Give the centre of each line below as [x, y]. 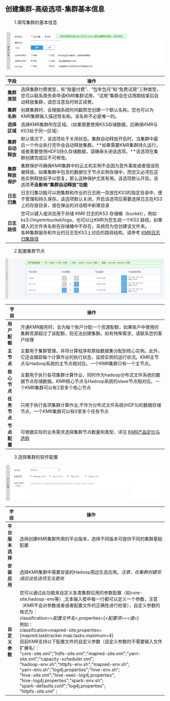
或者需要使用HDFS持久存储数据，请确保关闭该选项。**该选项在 [88, 151]
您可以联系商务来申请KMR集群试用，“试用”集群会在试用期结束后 [88, 96]
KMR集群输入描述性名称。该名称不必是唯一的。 [70, 116]
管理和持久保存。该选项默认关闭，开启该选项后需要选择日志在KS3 [94, 199]
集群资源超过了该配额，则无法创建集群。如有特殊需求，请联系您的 [89, 333]
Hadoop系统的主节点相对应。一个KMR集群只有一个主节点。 [91, 364]
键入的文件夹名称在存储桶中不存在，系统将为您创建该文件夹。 [85, 226]
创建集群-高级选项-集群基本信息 [55, 9]
